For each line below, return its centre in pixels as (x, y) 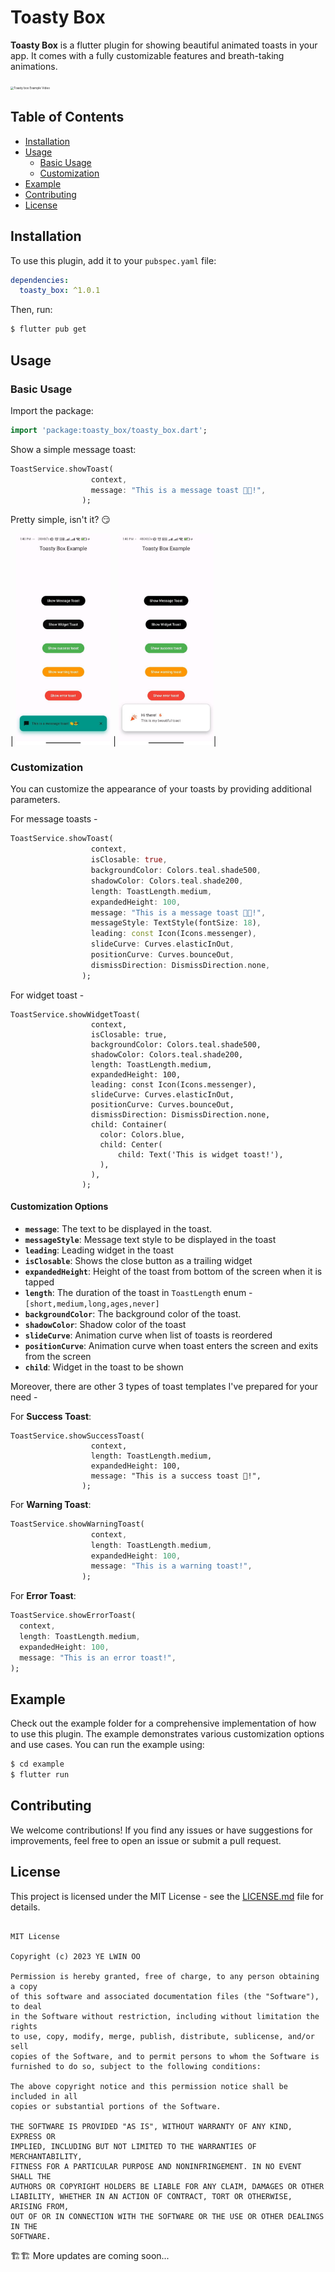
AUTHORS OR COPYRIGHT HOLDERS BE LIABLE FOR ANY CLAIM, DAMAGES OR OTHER (167, 2186)
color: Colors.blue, (142, 1134)
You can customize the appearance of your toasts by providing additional (161, 789)
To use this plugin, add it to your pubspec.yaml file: (113, 260)
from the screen (58, 1356)
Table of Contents (67, 117)
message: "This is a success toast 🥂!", (176, 1476)
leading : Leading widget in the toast (99, 1250)
